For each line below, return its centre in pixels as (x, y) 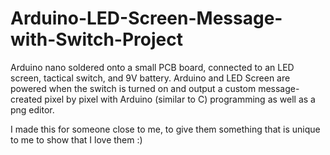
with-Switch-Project (96, 39)
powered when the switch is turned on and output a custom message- (155, 88)
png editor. (32, 109)
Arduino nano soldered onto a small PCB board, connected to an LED (152, 67)
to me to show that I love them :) (76, 139)
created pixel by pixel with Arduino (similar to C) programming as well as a (163, 99)
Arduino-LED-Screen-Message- (146, 18)
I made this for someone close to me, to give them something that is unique (165, 129)
